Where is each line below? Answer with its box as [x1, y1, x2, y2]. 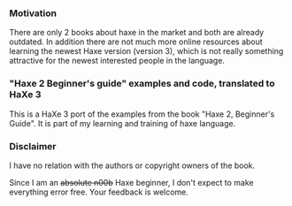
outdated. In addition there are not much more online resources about [9, 36, 263, 47]
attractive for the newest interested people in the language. [9, 56, 226, 66]
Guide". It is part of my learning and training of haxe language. [9, 118, 236, 128]
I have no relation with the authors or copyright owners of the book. [9, 160, 256, 171]
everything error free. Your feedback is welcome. [9, 187, 188, 197]
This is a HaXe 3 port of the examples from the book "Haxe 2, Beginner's [9, 109, 275, 119]
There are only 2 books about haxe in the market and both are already [9, 27, 265, 38]
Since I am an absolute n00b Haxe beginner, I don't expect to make [9, 177, 254, 187]
